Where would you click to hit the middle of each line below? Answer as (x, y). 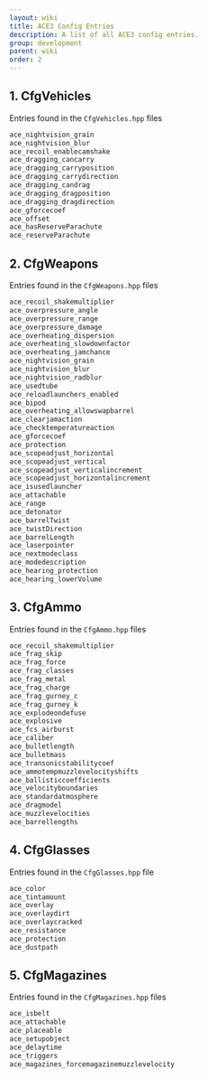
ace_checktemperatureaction (62, 428)
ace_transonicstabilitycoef (62, 763)
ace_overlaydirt (40, 914)
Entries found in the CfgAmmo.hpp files (78, 629)
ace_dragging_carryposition (62, 168)
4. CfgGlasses (49, 850)
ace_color (28, 888)
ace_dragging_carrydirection (64, 177)
